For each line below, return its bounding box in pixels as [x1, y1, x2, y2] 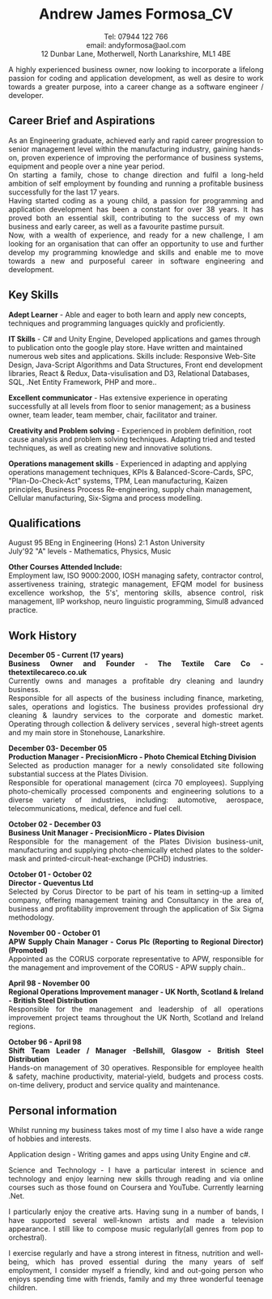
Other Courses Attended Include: [8, 562, 123, 572]
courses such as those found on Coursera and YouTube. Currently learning [8, 1182, 264, 1192]
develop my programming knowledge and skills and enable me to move [8, 247, 264, 257]
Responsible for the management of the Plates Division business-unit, [8, 836, 264, 847]
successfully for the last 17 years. [8, 187, 120, 197]
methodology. [8, 912, 55, 922]
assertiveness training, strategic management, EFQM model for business [8, 579, 264, 589]
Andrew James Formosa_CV [39, 5, 233, 24]
